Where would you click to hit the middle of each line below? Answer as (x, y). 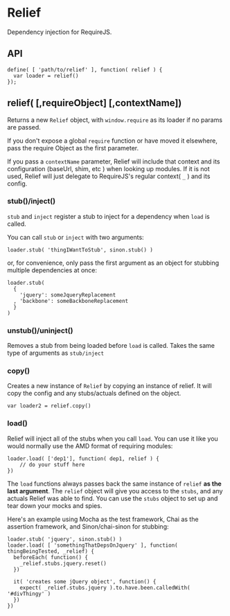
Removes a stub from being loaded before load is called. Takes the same (111, 346)
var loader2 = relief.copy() (49, 406)
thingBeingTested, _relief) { (51, 551)
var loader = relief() (46, 76)
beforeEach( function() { (51, 557)
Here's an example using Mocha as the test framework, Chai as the (103, 519)
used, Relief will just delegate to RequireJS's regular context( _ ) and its (109, 176)
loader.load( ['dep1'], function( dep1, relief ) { (83, 459)
